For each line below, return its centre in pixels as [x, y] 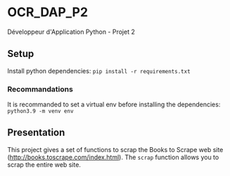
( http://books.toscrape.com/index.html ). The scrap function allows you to [113, 157]
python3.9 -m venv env [40, 111]
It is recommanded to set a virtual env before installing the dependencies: [114, 105]
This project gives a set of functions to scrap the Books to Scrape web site [115, 149]
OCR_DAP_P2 [48, 12]
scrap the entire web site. [44, 164]
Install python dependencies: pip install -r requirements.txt [99, 70]
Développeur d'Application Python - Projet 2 [71, 32]
